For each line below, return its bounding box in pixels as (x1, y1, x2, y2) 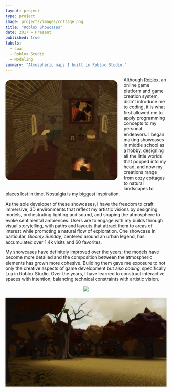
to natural (123, 180, 144, 186)
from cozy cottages (123, 175, 165, 181)
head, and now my (123, 164, 163, 170)
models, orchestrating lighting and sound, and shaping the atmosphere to (5, 212, 160, 218)
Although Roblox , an (123, 77, 166, 83)
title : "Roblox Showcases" (5, 25, 63, 30)
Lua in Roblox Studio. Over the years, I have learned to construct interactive (5, 271, 165, 277)
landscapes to (123, 186, 154, 192)
